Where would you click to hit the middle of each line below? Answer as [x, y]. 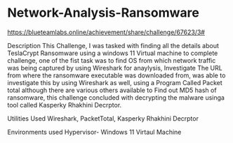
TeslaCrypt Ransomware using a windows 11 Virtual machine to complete [113, 53]
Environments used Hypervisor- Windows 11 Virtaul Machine [94, 132]
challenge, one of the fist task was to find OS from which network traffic [112, 60]
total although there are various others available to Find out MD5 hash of [112, 90]
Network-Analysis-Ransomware [104, 13]
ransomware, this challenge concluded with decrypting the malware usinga [116, 97]
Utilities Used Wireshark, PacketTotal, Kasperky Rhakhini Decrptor [103, 118]
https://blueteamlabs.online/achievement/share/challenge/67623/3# [106, 32]
